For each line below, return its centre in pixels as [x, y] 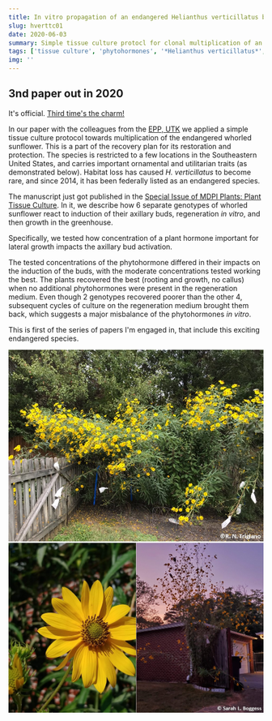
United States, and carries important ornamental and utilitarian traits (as [128, 163]
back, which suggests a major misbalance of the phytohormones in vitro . [130, 314]
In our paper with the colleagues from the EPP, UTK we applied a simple [128, 129]
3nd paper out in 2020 [66, 94]
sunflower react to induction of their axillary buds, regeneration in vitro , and [134, 213]
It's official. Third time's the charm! [67, 113]
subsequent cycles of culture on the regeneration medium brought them [129, 305]
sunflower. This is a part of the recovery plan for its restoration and [120, 146]
